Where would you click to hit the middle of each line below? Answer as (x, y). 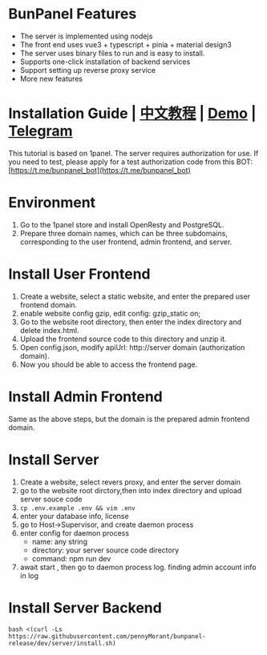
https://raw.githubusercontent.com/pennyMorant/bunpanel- (107, 636)
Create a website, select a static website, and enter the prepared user (135, 296)
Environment (52, 203)
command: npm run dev (71, 558)
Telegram (40, 131)
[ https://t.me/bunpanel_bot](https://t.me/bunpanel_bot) (99, 170)
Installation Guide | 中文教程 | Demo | (132, 114)
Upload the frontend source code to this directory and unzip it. (123, 339)
